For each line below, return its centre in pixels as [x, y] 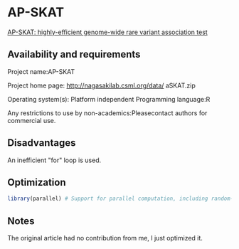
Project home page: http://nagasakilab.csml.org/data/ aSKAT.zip [101, 85]
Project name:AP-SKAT [41, 71]
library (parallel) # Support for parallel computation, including [108, 199]
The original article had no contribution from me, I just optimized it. [105, 238]
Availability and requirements [74, 54]
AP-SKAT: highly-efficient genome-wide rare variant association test [107, 32]
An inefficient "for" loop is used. [54, 160]
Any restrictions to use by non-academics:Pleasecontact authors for [107, 113]
